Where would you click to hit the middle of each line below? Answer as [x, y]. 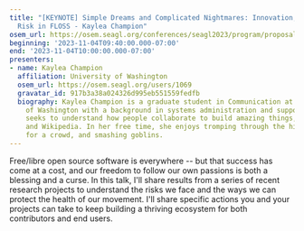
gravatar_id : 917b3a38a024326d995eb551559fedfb [109, 93]
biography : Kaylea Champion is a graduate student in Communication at [156, 102]
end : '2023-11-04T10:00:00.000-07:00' [82, 51]
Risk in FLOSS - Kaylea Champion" [82, 26]
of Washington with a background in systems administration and [149, 110]
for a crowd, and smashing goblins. [95, 135]
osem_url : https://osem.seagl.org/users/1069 [105, 85]
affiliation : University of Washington [93, 77]
